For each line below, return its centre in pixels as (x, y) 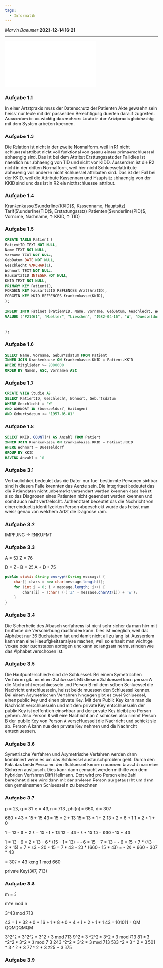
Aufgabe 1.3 (20, 136)
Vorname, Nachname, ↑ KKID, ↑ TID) (42, 217)
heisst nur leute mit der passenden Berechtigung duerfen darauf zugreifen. (80, 113)
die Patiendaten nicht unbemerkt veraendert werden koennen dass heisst (78, 491)
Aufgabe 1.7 (19, 383)
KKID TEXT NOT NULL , (26, 281)
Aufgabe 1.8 (20, 426)
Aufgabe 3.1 (19, 470)
